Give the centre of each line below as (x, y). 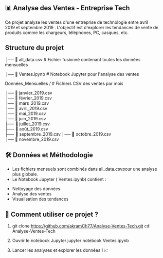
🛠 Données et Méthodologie (49, 155)
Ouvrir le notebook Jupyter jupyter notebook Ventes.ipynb (70, 241)
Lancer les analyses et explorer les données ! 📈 (60, 250)
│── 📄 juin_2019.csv (26, 118)
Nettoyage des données (36, 189)
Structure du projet (35, 48)
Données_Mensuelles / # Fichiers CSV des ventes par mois (64, 83)
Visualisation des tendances (40, 199)
